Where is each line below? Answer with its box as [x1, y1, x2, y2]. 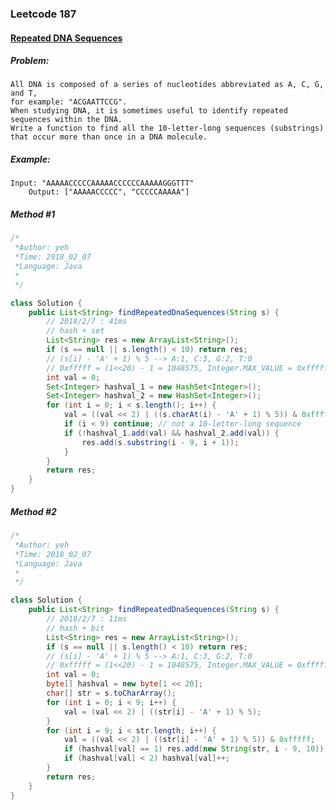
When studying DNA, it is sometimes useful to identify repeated [10, 106, 288, 116]
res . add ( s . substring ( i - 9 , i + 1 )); [81, 437, 240, 447]
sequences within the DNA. [10, 115, 123, 125]
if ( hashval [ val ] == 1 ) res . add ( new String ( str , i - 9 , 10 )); [63, 744, 329, 754]
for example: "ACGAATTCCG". [10, 97, 128, 107]
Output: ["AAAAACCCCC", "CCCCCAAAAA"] [28, 187, 190, 197]
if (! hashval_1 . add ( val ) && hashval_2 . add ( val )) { [63, 428, 280, 438]
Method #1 [10, 208, 56, 221]
